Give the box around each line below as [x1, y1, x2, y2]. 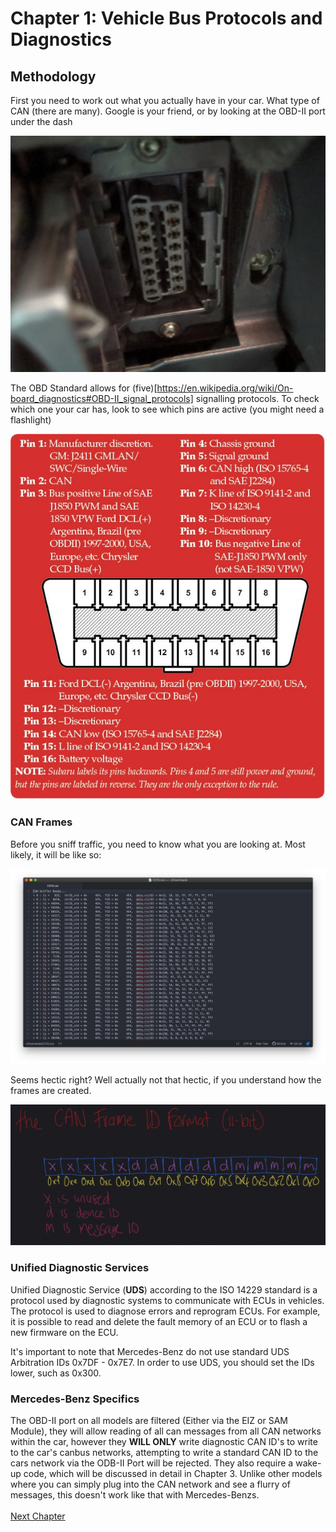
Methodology [10, 68, 97, 85]
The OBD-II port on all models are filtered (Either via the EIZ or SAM [10, 1414, 288, 1426]
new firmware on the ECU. [10, 1326, 119, 1338]
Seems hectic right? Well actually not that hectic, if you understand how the [10, 1073, 322, 1086]
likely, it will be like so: [10, 848, 102, 861]
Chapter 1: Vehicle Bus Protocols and [10, 7, 323, 30]
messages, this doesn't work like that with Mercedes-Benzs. [10, 1488, 260, 1501]
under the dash [10, 116, 73, 127]
